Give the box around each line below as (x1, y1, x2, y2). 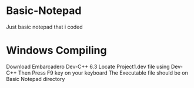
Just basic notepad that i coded (6, 23, 83, 30)
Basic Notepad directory (6, 75, 65, 82)
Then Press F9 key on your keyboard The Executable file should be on (18, 69, 188, 76)
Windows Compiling (6, 44, 107, 57)
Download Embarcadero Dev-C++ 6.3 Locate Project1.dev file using (6, 63, 170, 70)
